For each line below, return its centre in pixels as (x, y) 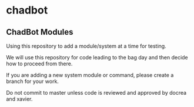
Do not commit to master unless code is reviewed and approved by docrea (96, 93)
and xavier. (19, 99)
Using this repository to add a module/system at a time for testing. (86, 46)
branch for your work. (32, 81)
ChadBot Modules (40, 32)
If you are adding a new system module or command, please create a (90, 75)
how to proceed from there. (39, 63)
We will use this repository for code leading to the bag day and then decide (97, 57)
